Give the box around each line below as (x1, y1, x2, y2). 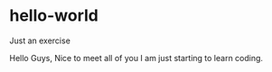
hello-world (9, 5, 99, 26)
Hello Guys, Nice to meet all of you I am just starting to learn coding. (9, 52, 264, 63)
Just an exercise (9, 35, 70, 46)
